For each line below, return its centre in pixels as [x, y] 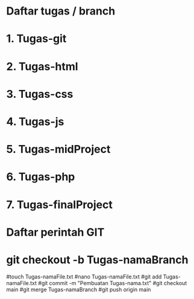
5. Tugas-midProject [58, 149]
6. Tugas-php [41, 177]
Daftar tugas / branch [61, 11]
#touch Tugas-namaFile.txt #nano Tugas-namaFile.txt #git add [84, 277]
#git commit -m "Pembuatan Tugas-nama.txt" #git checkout [113, 283]
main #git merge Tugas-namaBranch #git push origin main [79, 289]
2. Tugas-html [42, 66]
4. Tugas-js [35, 121]
